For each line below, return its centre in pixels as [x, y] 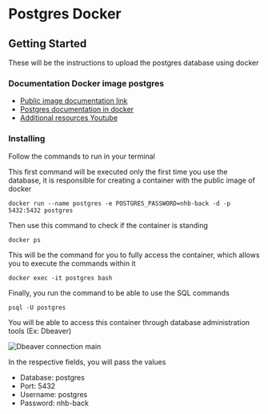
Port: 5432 [38, 386]
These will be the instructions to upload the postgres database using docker [134, 62]
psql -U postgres [37, 307]
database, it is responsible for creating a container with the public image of [132, 180]
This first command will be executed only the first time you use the [118, 171]
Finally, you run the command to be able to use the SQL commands [119, 292]
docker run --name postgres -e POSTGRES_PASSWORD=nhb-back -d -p [119, 203]
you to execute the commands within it [72, 263]
